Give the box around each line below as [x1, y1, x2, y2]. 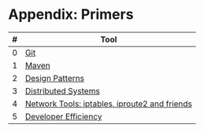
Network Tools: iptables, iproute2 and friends [24, 98, 193, 109]
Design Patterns [24, 72, 85, 83]
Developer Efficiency [24, 111, 102, 122]
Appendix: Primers [8, 5, 134, 24]
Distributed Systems [24, 85, 100, 96]
